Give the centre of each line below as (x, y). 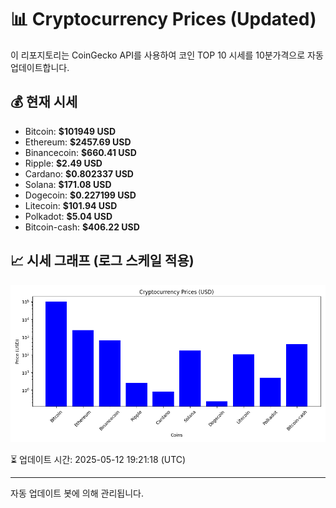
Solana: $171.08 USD (68, 184)
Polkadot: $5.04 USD (68, 216)
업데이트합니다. (40, 67)
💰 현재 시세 (44, 102)
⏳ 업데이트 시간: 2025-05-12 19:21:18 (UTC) (98, 459)
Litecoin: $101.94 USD (71, 205)
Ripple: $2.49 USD (63, 163)
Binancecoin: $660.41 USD (80, 152)
